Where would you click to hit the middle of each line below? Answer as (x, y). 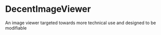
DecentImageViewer (48, 9)
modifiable (16, 28)
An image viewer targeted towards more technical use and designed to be (80, 23)
